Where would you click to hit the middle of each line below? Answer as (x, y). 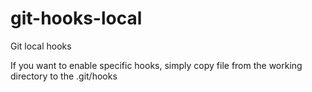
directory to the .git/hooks (64, 76)
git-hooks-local (76, 18)
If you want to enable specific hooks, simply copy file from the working (156, 65)
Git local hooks (41, 46)
